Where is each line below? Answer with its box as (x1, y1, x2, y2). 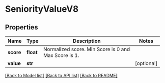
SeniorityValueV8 (5, 3, 79, 15)
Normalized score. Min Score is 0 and (43, 46, 130, 53)
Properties (5, 23, 38, 31)
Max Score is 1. (43, 52, 80, 58)
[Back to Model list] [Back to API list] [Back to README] (5, 73, 118, 78)
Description (73, 38, 101, 44)
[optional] (135, 60, 158, 67)
